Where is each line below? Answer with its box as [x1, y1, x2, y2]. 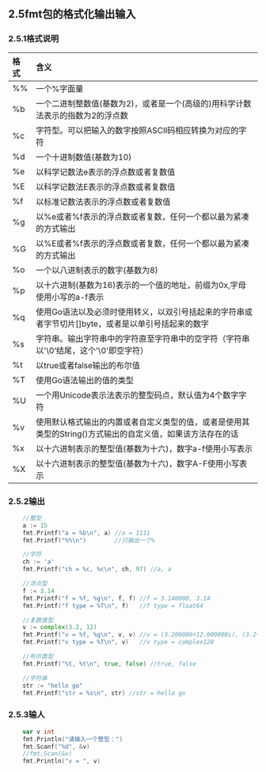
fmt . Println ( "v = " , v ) [22, 757, 101, 766]
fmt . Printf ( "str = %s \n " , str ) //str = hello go [22, 689, 186, 697]
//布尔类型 [22, 653, 54, 661]
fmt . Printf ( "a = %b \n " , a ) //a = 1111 [22, 528, 150, 537]
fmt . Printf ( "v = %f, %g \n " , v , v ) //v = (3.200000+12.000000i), [22, 631, 239, 639]
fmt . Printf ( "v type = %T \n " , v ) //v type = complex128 [22, 638, 215, 647]
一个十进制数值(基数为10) [35, 152, 132, 163]
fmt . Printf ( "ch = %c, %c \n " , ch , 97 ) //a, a [22, 566, 172, 574]
